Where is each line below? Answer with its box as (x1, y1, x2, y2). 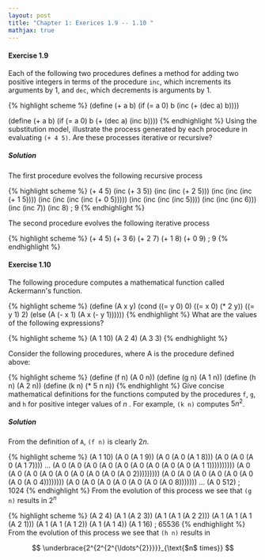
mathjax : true (8, 26, 55, 34)
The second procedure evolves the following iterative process (8, 218, 210, 228)
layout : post (8, 11, 51, 20)
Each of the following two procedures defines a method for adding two (8, 68, 239, 78)
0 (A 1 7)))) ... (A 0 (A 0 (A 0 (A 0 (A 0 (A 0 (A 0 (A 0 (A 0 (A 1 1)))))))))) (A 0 (8, 460, 251, 471)
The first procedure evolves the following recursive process (8, 171, 203, 180)
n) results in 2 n (8, 494, 57, 505)
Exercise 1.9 (8, 51, 49, 60)
